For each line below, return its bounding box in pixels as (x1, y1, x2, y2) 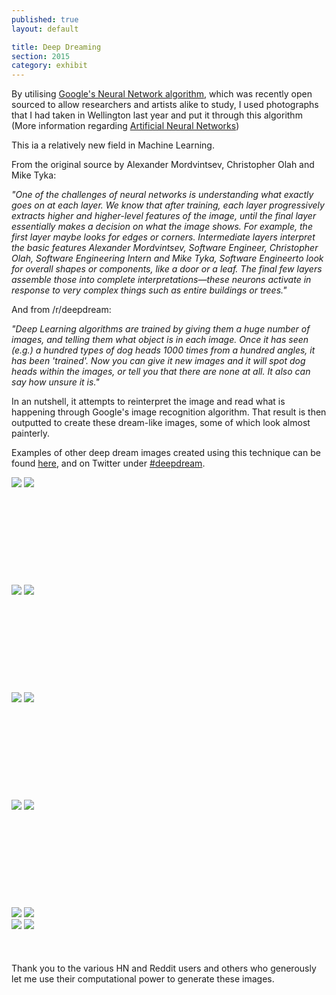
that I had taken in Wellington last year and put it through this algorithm (11, 109, 303, 121)
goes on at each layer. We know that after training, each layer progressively (11, 199, 325, 211)
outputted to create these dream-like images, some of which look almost (11, 417, 311, 429)
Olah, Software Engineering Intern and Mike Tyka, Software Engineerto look (11, 252, 324, 265)
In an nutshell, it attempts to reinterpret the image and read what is (11, 396, 286, 408)
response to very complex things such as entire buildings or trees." (11, 284, 288, 296)
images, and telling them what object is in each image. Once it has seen (11, 334, 309, 346)
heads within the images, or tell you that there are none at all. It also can (11, 366, 311, 378)
